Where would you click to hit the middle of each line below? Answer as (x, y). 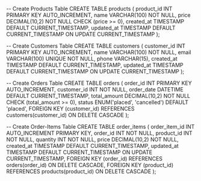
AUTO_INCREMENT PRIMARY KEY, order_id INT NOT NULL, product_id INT (99, 133)
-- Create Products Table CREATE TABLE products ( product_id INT (89, 9)
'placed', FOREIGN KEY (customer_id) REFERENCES (70, 109)
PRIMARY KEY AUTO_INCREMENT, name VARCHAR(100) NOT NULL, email (99, 52)
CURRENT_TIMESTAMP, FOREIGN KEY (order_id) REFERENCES (85, 158)
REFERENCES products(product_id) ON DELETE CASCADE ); (81, 171)
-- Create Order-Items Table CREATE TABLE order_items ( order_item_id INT (100, 127)
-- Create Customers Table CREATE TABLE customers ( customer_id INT (96, 46)
